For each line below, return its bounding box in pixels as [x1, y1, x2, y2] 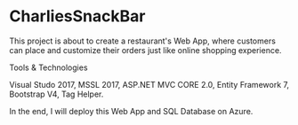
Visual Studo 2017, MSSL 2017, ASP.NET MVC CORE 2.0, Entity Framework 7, [9, 79, 289, 90]
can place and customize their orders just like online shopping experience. [9, 44, 282, 55]
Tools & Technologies [9, 62, 88, 73]
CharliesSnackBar [9, 6, 146, 27]
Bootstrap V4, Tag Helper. [9, 89, 104, 99]
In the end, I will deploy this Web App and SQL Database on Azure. [9, 105, 254, 116]
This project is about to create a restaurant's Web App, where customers [9, 35, 276, 46]
